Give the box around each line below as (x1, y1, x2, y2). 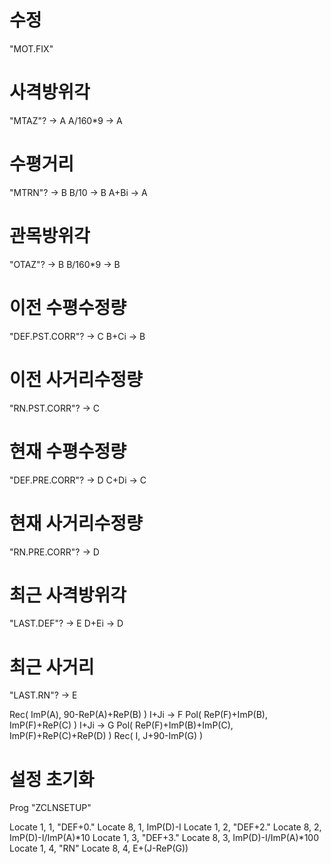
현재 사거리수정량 (9, 512, 143, 535)
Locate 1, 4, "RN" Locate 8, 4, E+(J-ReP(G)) (9, 842, 189, 855)
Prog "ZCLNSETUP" (9, 802, 92, 814)
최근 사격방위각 (9, 584, 127, 606)
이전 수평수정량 (9, 296, 127, 319)
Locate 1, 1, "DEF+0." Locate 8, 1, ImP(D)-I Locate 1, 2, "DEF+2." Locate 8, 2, (9, 821, 322, 833)
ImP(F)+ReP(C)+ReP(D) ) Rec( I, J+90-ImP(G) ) (9, 730, 204, 742)
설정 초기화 (9, 768, 95, 791)
